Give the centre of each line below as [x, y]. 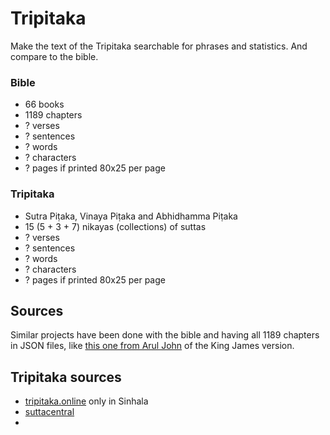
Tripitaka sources [66, 377]
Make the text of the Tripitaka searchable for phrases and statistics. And [159, 46]
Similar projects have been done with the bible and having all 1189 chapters [165, 335]
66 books [44, 104]
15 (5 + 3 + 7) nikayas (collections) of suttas [115, 226]
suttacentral [49, 412]
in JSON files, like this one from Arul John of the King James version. [152, 346]
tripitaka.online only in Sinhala [86, 401]
